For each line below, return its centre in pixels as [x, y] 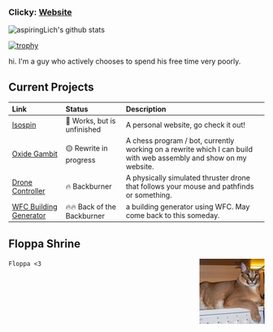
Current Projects [51, 87]
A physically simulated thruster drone [188, 178]
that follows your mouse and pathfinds [190, 186]
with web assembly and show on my [186, 158]
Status [77, 109]
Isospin [24, 125]
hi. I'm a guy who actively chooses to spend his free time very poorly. [125, 61]
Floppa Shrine [45, 244]
